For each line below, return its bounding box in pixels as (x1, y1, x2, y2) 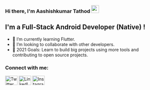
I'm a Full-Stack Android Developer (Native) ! (5, 23, 146, 32)
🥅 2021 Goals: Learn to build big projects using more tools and (12, 46, 139, 52)
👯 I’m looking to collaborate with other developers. (12, 41, 115, 47)
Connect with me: (5, 64, 49, 71)
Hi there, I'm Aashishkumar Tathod (5, 7, 90, 14)
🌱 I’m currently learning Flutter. (12, 36, 75, 42)
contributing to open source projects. (12, 52, 88, 58)
